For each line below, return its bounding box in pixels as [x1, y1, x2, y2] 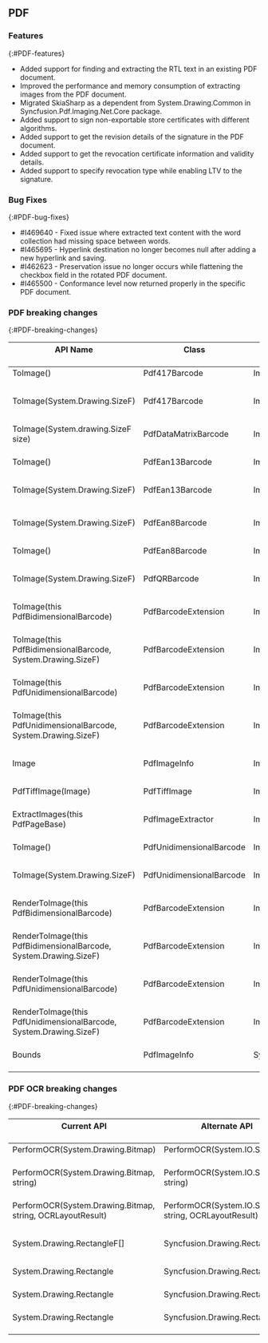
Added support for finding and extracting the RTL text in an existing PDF [19, 64, 258, 73]
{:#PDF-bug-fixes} [8, 212, 69, 222]
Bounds [12, 1049, 41, 1060]
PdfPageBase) [12, 818, 66, 830]
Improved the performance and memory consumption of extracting [19, 81, 241, 90]
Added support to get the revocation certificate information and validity [19, 149, 254, 158]
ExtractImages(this [12, 809, 84, 820]
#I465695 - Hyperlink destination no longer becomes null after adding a [19, 244, 257, 254]
